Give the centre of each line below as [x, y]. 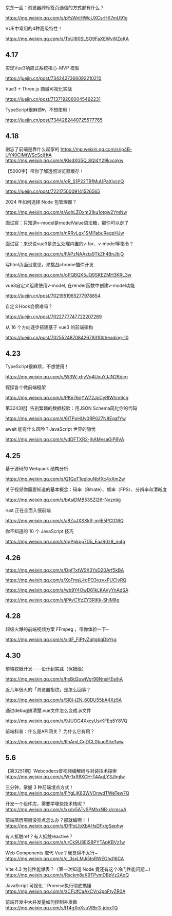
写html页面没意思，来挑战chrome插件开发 [50, 264]
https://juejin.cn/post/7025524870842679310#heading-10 [67, 337]
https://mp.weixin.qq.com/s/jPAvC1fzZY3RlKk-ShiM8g [62, 600]
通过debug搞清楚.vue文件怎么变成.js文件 [48, 710]
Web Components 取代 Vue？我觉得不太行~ [52, 853]
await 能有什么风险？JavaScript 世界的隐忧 [51, 429]
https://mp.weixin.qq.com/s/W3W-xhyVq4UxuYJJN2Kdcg [67, 377]
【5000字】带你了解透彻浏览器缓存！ [45, 171]
